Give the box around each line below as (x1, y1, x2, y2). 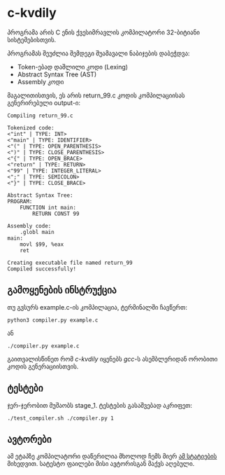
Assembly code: (7, 222, 52, 229)
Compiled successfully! (7, 265, 77, 273)
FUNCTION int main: (20, 204, 77, 211)
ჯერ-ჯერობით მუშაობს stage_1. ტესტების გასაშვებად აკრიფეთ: (7, 401, 193, 409)
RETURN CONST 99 (32, 210, 80, 217)
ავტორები (7, 433, 52, 446)
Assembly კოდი (17, 77, 64, 85)
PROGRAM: (7, 198, 33, 205)
